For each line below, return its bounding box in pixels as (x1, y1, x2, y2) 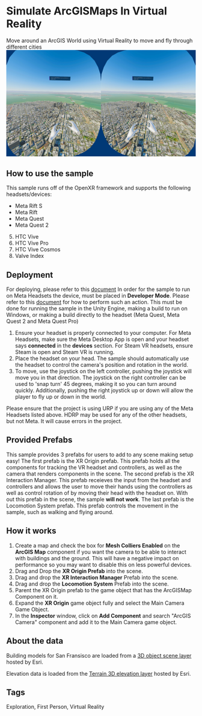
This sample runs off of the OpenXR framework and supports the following (6, 185, 191, 192)
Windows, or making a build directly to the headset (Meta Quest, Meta (6, 311, 180, 319)
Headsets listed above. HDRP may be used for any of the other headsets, (6, 411, 188, 418)
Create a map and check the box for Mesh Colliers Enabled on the (14, 542, 180, 549)
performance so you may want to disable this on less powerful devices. (14, 561, 192, 568)
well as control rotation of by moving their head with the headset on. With (6, 489, 188, 497)
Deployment (6, 269, 54, 280)
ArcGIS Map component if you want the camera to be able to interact (14, 548, 186, 555)
